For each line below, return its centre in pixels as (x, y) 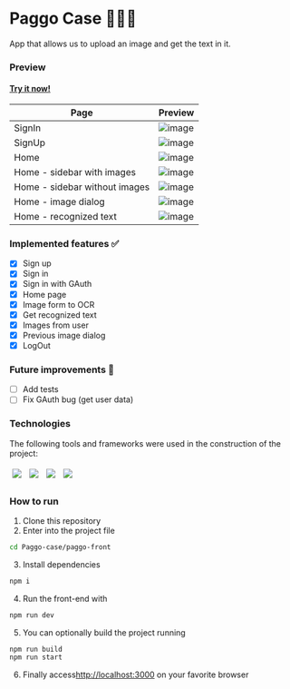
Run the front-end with (65, 598)
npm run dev (32, 615)
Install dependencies (62, 564)
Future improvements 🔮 (62, 369)
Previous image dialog (64, 335)
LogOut (37, 345)
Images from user (55, 325)
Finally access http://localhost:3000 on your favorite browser (135, 674)
